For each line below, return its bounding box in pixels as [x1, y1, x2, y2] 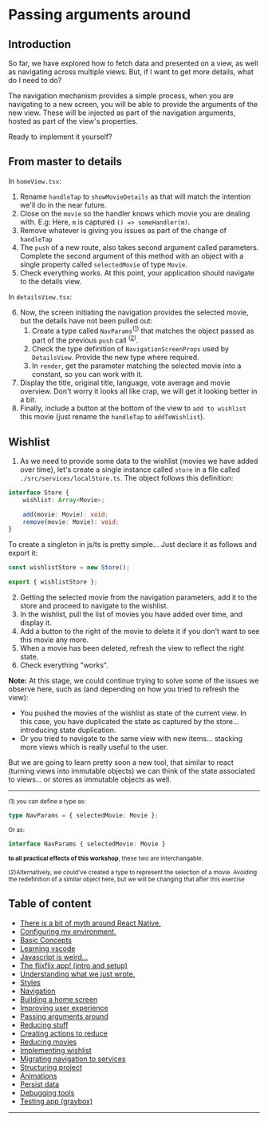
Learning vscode [19, 944, 76, 953]
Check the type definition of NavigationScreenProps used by [31, 344, 230, 354]
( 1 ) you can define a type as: [8, 798, 86, 806]
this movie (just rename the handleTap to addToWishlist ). [19, 412, 206, 422]
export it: [8, 549, 38, 558]
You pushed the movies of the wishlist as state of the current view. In [19, 708, 247, 718]
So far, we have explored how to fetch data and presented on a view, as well [8, 58, 258, 68]
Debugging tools [19, 1087, 75, 1097]
